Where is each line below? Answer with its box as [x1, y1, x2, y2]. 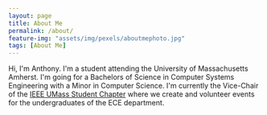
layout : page [8, 11, 52, 20]
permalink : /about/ [8, 27, 74, 35]
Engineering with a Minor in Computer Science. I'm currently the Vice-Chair [8, 81, 259, 91]
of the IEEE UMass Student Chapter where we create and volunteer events [8, 89, 255, 99]
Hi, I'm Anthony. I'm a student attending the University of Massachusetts [8, 64, 249, 73]
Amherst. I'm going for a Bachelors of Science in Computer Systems [8, 72, 235, 82]
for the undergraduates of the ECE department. [8, 98, 165, 108]
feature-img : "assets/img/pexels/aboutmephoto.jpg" [8, 34, 185, 43]
